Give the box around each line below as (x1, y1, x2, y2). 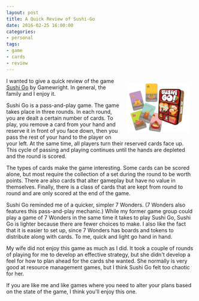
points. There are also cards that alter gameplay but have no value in (6, 177, 176, 184)
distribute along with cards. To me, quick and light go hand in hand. (6, 233, 173, 240)
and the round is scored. (6, 153, 67, 160)
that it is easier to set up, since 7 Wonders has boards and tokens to (6, 226, 174, 233)
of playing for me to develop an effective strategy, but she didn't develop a (6, 251, 191, 258)
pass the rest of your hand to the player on (6, 133, 112, 141)
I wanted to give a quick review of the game (6, 77, 114, 84)
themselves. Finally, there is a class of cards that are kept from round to (6, 183, 183, 190)
